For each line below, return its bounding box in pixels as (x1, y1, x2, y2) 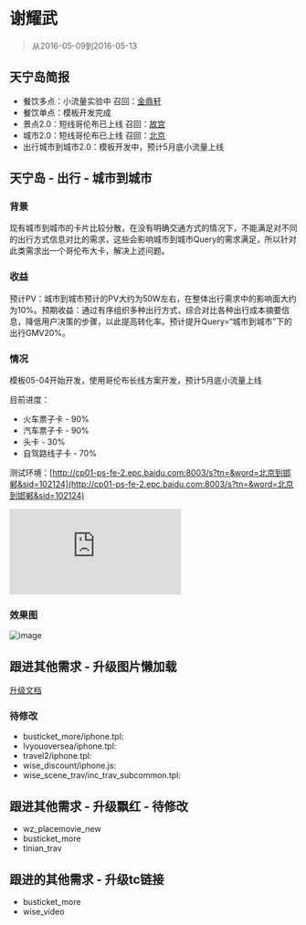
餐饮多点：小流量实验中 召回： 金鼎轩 (22, 95, 162, 106)
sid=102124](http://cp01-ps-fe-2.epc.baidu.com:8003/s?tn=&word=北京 (22, 478, 294, 489)
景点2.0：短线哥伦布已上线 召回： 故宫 (22, 118, 166, 129)
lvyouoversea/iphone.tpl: (22, 741, 117, 752)
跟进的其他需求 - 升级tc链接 (9, 871, 164, 887)
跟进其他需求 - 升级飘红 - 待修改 (9, 798, 189, 814)
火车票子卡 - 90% (22, 414, 90, 425)
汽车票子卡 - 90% (22, 426, 90, 436)
